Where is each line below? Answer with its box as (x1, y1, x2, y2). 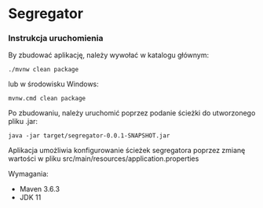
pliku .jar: (8, 117, 38, 126)
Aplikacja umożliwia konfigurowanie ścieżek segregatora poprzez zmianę (8, 146, 246, 155)
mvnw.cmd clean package (8, 95, 86, 103)
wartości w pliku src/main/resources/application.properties (8, 154, 199, 163)
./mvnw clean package (8, 66, 79, 74)
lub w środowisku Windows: (8, 79, 100, 89)
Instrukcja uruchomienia (8, 33, 104, 44)
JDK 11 (19, 193, 42, 203)
